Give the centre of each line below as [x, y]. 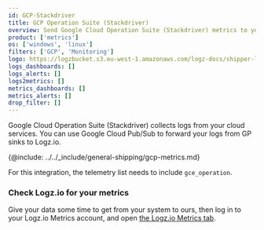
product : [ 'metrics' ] [44, 37]
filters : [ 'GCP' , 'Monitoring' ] [61, 52]
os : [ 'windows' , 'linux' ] [50, 45]
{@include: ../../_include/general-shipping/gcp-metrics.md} [104, 157]
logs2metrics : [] [37, 81]
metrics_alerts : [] [40, 96]
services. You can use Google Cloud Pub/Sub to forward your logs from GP [130, 133]
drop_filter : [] [35, 103]
